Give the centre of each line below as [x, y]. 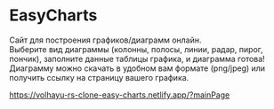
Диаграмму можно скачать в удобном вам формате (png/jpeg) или [137, 68]
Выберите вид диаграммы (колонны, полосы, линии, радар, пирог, [137, 49]
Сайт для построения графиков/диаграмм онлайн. [105, 40]
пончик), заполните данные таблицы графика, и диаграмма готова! [137, 58]
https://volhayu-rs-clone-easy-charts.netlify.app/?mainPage [120, 95]
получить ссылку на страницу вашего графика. [99, 77]
